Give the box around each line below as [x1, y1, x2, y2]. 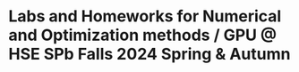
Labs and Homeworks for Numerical [8, 6, 282, 27]
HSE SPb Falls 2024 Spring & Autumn [8, 44, 291, 64]
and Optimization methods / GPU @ [8, 25, 277, 45]
